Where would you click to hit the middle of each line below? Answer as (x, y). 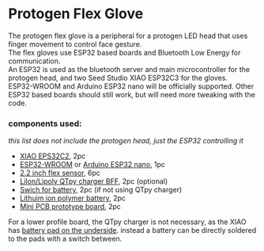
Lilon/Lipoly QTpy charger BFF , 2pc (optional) (94, 181)
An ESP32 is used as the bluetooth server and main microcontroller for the (129, 69)
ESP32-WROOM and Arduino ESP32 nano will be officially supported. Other (131, 86)
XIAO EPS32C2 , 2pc (53, 156)
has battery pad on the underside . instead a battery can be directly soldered (132, 230)
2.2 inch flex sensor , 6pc (60, 173)
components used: (45, 124)
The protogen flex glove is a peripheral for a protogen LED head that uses (128, 36)
